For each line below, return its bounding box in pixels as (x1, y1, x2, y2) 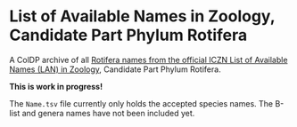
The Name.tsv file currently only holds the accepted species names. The (9, 98, 274, 108)
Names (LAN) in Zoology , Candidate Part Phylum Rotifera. (9, 64, 221, 75)
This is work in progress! (9, 81, 103, 91)
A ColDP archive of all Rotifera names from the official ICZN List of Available (9, 54, 288, 65)
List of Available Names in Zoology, (9, 6, 276, 27)
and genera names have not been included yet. (21, 107, 195, 118)
